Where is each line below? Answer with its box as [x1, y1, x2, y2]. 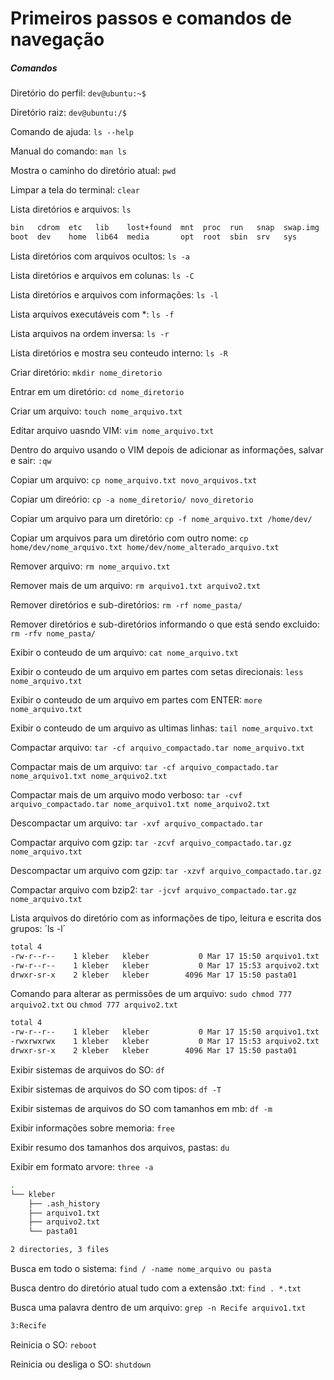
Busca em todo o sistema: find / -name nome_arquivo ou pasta [10, 1263, 272, 1275]
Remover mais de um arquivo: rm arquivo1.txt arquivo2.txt [10, 579, 261, 591]
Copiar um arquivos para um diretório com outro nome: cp [10, 532, 249, 544]
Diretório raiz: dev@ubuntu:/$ [10, 107, 127, 119]
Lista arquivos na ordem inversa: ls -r [10, 327, 170, 339]
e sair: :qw [10, 454, 52, 466]
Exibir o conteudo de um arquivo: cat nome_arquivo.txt [10, 646, 239, 658]
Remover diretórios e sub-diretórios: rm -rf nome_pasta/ [10, 598, 243, 611]
